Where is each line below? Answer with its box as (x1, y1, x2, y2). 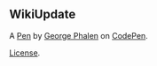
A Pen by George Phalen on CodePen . (9, 30, 148, 40)
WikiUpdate (9, 7, 76, 22)
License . (9, 48, 41, 58)
